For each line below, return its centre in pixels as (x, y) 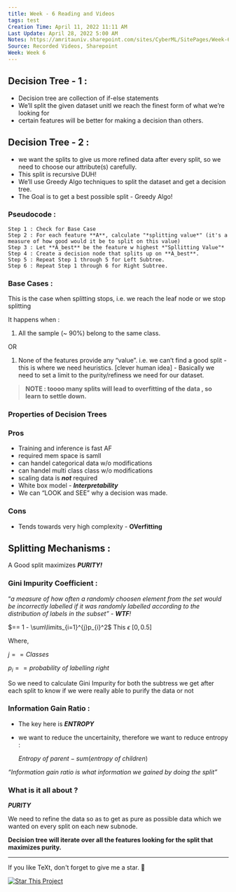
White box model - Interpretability (68, 486)
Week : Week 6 (27, 53)
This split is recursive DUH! (57, 174)
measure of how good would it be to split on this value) (94, 241)
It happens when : (34, 320)
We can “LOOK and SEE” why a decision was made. (93, 493)
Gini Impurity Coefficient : (53, 583)
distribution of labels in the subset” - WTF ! (70, 613)
